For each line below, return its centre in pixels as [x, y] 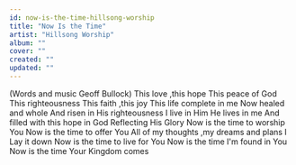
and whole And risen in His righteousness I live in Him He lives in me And [145, 113]
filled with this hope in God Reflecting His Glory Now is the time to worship [148, 122]
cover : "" [28, 51]
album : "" [28, 43]
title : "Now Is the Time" [58, 26]
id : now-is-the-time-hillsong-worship [82, 18]
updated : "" [31, 69]
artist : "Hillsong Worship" [62, 34]
